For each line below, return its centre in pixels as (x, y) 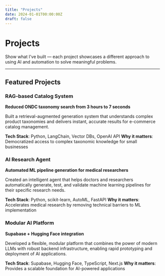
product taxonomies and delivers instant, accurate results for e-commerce (80, 122)
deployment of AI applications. (36, 253)
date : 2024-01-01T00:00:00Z (34, 14)
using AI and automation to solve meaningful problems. (61, 62)
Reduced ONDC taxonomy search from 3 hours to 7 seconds (68, 107)
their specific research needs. (35, 190)
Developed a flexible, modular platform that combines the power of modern (81, 243)
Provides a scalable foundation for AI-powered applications (65, 268)
